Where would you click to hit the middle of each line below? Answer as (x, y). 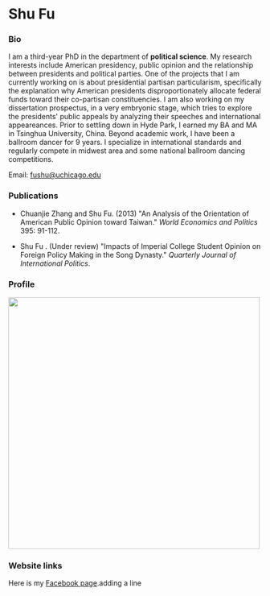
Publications (33, 196)
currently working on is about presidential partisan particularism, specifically (135, 82)
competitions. (31, 159)
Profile (22, 284)
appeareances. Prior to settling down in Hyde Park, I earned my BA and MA (133, 125)
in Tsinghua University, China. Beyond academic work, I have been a (122, 134)
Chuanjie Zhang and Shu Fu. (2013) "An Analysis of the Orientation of (134, 213)
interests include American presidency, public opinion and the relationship (131, 65)
